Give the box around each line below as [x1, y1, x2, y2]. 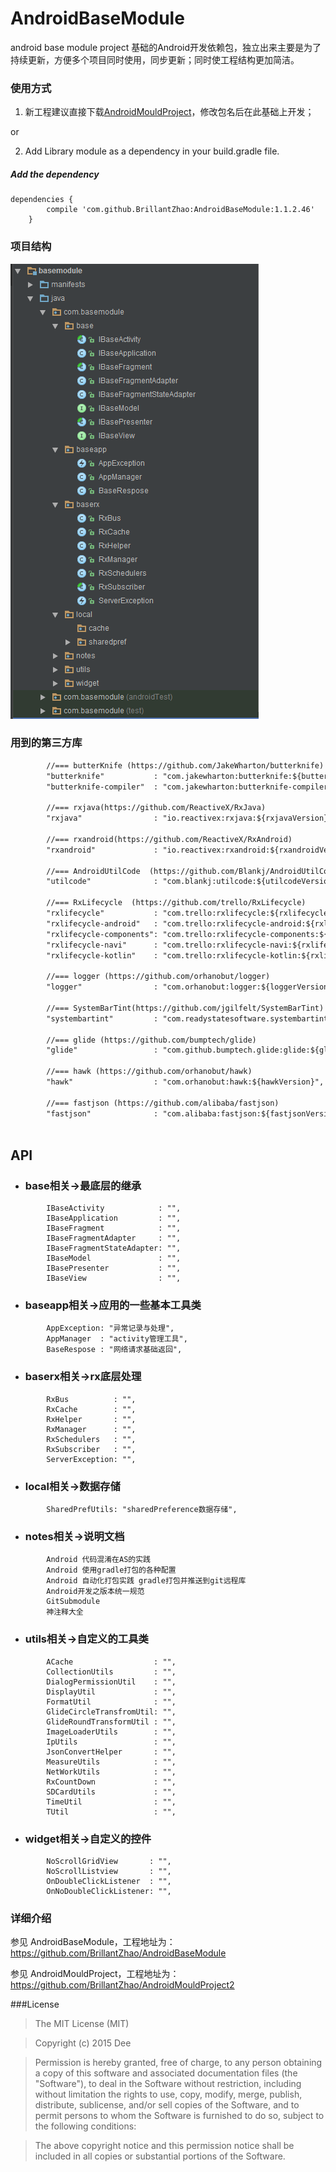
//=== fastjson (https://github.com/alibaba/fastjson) [46, 1098, 280, 1108]
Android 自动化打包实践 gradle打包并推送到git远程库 [46, 1576, 247, 1586]
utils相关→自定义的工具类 [24, 1632, 149, 1646]
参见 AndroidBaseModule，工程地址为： [10, 1936, 176, 1948]
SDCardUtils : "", [46, 1787, 177, 1797]
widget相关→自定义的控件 [24, 1832, 152, 1846]
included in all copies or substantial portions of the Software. [34, 2150, 286, 2162]
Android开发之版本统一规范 [46, 1587, 145, 1597]
